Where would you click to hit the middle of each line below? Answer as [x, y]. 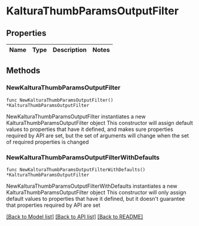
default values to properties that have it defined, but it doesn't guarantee [96, 198]
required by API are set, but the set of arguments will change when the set [98, 135]
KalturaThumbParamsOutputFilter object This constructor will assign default [99, 123]
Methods [23, 71]
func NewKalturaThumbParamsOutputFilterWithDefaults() [76, 169]
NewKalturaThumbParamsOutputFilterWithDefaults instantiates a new [92, 186]
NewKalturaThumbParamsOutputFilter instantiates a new [76, 116]
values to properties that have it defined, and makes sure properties [90, 129]
